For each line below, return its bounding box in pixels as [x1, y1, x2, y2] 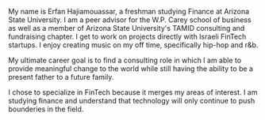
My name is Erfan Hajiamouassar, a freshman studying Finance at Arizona [8, 7, 250, 16]
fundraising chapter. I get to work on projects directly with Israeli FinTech [8, 32, 247, 41]
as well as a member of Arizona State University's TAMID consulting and [8, 24, 245, 32]
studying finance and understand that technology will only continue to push [8, 96, 255, 105]
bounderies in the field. [8, 104, 84, 114]
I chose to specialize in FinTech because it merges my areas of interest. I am [8, 88, 258, 97]
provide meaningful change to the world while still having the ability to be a [8, 64, 254, 73]
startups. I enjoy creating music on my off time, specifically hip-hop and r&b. [8, 40, 259, 50]
